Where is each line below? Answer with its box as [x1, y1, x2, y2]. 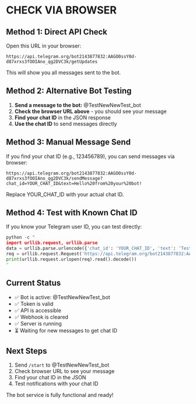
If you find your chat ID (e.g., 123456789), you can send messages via [6, 153, 175, 160]
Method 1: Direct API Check [6, 27, 108, 37]
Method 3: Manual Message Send [6, 137, 131, 147]
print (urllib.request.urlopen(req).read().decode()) [6, 256, 137, 262]
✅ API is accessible [14, 307, 61, 314]
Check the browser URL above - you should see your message [14, 108, 167, 115]
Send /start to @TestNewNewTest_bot [14, 361, 110, 369]
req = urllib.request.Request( [6, 251, 82, 257]
